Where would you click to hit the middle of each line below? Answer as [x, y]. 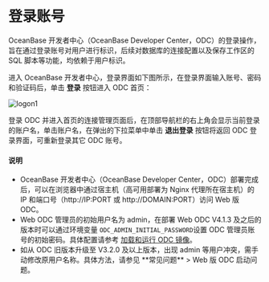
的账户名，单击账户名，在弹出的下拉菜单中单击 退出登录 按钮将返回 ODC [128, 130]
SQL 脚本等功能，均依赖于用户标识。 [69, 60]
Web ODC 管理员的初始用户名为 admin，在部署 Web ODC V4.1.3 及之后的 [141, 220]
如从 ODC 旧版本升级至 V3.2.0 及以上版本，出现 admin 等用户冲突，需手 [139, 250]
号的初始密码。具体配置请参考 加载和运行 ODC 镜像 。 [108, 240]
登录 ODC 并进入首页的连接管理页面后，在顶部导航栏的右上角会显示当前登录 [134, 120]
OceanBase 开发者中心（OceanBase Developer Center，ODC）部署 [132, 180]
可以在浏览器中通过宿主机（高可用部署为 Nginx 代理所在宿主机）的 [145, 190]
